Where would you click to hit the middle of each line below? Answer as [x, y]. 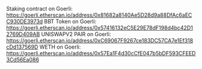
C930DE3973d [25, 21]
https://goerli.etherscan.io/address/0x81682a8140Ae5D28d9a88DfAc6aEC [99, 15]
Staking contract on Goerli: [40, 9]
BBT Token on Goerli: [70, 21]
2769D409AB [23, 34]
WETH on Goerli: [60, 47]
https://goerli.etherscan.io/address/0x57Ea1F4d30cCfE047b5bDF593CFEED [101, 53]
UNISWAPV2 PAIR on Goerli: [76, 34]
